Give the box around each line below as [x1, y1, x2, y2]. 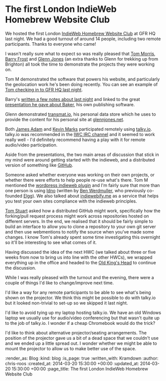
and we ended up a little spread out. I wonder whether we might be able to [5, 340, 157, 346]
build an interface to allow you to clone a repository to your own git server [5, 224, 156, 229]
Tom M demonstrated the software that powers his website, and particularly [5, 76, 160, 82]
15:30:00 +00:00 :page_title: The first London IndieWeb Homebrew [11, 366, 149, 372]
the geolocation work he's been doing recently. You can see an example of [5, 81, 158, 87]
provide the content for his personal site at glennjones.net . [5, 116, 125, 122]
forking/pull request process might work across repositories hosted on [5, 213, 149, 219]
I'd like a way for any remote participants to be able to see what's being [5, 289, 151, 295]
